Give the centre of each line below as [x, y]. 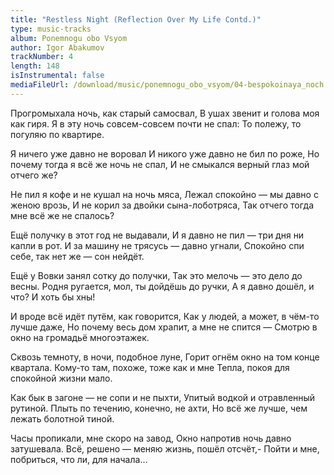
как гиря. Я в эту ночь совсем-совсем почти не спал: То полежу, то [156, 123]
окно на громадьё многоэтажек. [80, 337]
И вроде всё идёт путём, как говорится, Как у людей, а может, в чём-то [165, 316]
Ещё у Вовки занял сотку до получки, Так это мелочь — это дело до [156, 275]
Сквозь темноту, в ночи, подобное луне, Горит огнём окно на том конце [165, 357]
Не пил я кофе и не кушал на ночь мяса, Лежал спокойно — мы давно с [164, 194]
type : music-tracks [51, 29]
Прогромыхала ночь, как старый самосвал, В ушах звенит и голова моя [165, 113]
